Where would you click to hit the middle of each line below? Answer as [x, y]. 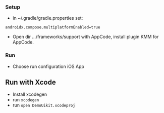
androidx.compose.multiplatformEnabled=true [53, 27]
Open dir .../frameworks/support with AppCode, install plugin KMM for [86, 37]
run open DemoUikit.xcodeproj [44, 105]
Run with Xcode [31, 82]
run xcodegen [26, 100]
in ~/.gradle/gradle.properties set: [48, 18]
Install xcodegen [30, 94]
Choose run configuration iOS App [48, 66]
